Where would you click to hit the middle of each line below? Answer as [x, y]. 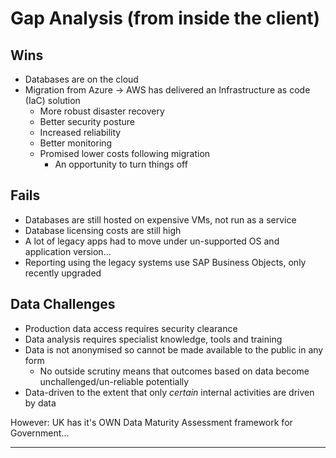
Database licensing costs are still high [103, 230]
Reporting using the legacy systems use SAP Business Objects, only [165, 262]
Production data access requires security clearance [131, 328]
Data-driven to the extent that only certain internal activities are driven [169, 392]
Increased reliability [80, 132]
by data [40, 403]
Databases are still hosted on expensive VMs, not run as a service [160, 219]
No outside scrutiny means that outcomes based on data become [174, 371]
